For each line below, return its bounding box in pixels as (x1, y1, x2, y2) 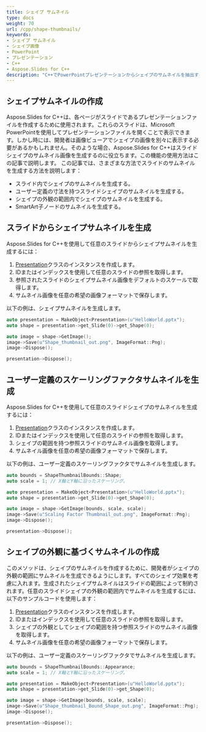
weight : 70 (6, 20, 34, 26)
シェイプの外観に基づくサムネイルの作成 (6, 547, 159, 557)
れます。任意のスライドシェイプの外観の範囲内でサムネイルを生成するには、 (6, 587, 199, 595)
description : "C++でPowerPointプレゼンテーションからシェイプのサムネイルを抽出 (6, 72, 195, 78)
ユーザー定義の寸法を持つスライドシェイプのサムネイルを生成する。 (15, 188, 188, 195)
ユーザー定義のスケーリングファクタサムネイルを (6, 375, 191, 385)
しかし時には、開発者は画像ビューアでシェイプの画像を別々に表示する (16, 136, 194, 144)
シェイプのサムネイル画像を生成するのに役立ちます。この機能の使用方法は (6, 151, 194, 159)
